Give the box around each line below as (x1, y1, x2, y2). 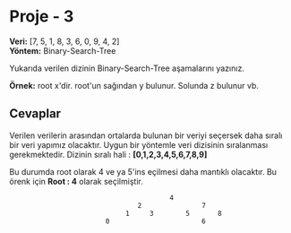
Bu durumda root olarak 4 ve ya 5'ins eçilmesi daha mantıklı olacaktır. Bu (9, 166, 278, 177)
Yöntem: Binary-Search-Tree (9, 45, 116, 56)
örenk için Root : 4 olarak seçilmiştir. (9, 176, 143, 186)
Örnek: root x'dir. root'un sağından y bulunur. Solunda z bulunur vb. (9, 80, 260, 91)
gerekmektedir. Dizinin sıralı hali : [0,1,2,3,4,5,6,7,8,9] (9, 149, 208, 160)
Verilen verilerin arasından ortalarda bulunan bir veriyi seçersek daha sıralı (9, 130, 283, 141)
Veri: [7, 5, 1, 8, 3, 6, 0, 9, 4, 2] (9, 36, 120, 47)
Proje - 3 (9, 6, 74, 27)
